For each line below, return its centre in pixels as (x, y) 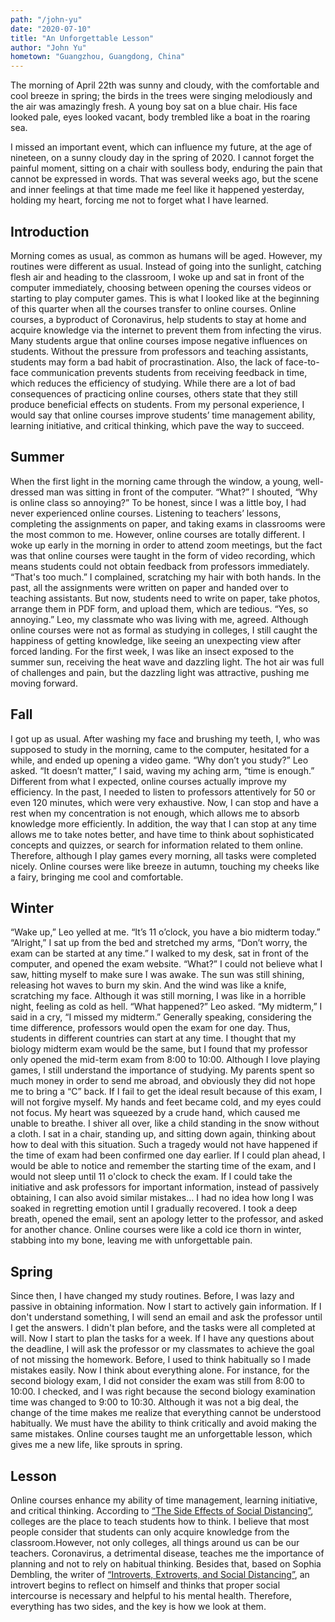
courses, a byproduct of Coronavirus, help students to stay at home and (158, 319)
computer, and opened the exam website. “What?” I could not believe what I (166, 964)
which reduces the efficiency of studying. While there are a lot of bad (153, 383)
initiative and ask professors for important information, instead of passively (165, 1187)
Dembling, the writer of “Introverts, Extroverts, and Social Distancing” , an (160, 1574)
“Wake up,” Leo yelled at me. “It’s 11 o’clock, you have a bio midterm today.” (165, 932)
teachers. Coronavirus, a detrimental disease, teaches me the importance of (167, 1553)
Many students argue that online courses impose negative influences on (159, 340)
